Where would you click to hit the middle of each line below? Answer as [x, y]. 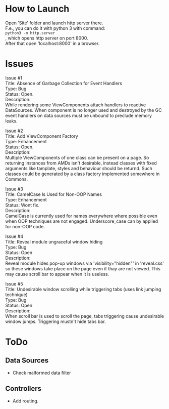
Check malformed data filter [42, 373]
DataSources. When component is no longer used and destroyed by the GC [84, 110]
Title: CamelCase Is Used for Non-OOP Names [54, 194]
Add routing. [25, 401]
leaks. [11, 121]
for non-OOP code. [25, 226]
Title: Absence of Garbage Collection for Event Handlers [64, 83]
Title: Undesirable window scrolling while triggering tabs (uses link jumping [83, 289]
